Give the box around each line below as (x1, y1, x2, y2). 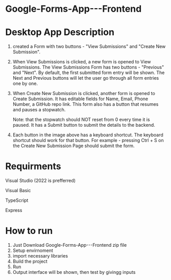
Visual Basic (5, 188, 31, 194)
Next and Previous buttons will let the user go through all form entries (12, 75, 159, 81)
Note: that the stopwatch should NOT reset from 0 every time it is (12, 116, 150, 123)
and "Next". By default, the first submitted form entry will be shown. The (12, 69, 165, 76)
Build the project (12, 259, 47, 264)
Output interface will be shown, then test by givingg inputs (12, 269, 136, 275)
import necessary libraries (12, 253, 68, 259)
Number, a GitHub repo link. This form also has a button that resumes (12, 101, 159, 107)
